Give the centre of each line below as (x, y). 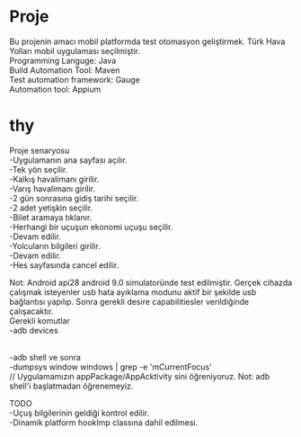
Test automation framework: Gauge (75, 79)
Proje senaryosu (40, 150)
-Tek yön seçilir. (39, 169)
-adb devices (34, 330)
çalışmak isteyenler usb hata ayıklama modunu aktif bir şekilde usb (133, 292)
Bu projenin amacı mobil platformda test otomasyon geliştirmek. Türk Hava (147, 41)
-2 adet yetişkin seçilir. (51, 208)
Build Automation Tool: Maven (65, 70)
